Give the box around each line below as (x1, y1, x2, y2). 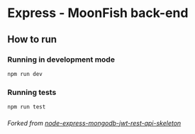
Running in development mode (7, 55, 116, 65)
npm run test (7, 104, 46, 111)
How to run (7, 33, 57, 45)
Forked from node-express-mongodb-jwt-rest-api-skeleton (7, 118, 182, 127)
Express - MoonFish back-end (7, 5, 189, 21)
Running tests (7, 87, 57, 97)
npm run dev (7, 70, 43, 77)
